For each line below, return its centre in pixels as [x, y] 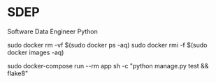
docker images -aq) [36, 52]
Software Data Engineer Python [52, 31]
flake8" [18, 73]
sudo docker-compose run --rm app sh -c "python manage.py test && [108, 66]
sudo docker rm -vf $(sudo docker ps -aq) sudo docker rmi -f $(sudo [107, 45]
